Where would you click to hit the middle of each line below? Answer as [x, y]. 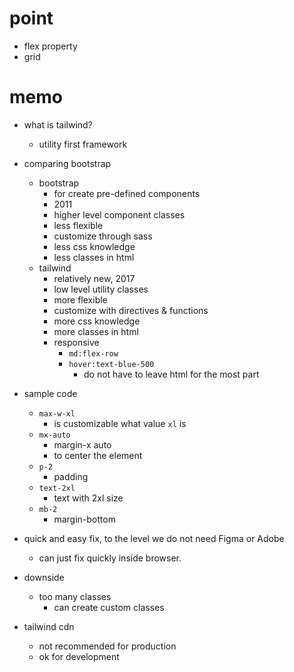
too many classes [75, 596]
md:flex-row [93, 353]
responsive [76, 342]
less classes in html [94, 257]
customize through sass [103, 236]
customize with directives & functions [131, 310]
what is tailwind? [58, 124]
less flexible [78, 225]
